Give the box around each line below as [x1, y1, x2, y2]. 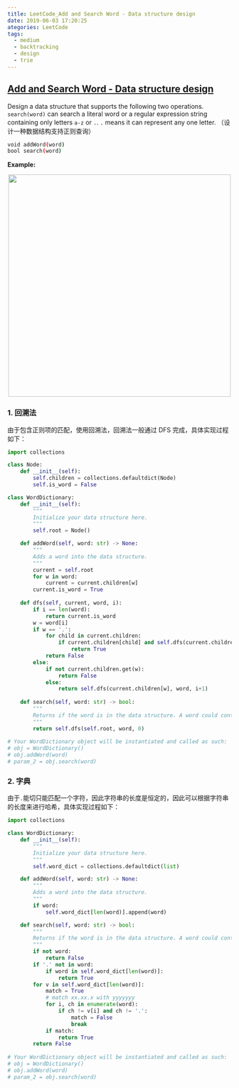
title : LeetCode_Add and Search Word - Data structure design [7, 10, 196, 18]
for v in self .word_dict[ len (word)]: [33, 981, 144, 988]
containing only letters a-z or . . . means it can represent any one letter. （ [7, 118, 224, 127]
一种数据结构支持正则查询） [13, 127, 95, 135]
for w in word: [33, 573, 78, 580]
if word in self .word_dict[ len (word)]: [45, 968, 164, 975]
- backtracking [14, 43, 59, 50]
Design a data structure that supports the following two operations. [7, 102, 204, 110]
